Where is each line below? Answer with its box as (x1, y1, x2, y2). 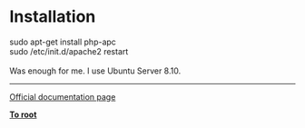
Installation (9, 6, 96, 27)
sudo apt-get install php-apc (9, 36, 116, 47)
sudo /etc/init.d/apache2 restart (9, 45, 129, 56)
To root (9, 109, 37, 120)
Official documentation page (9, 91, 116, 102)
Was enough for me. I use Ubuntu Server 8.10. (9, 65, 182, 76)
